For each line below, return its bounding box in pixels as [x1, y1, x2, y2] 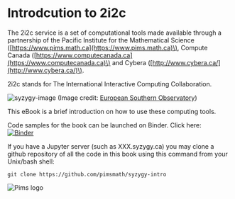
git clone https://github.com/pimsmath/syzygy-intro [7, 171, 167, 178]
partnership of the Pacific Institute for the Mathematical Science [7, 35, 195, 44]
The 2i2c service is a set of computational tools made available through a [7, 28, 222, 37]
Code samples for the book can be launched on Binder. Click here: [7, 120, 202, 129]
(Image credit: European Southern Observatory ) [58, 93, 197, 102]
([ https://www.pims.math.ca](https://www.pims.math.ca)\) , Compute [7, 43, 208, 52]
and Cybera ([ [111, 58, 153, 67]
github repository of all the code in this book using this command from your [7, 149, 229, 158]
